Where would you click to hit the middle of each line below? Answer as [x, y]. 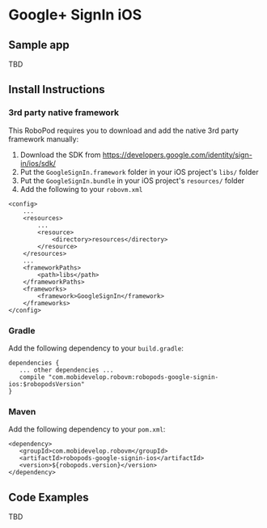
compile [32, 377]
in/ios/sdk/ [38, 163]
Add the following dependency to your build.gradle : [96, 348]
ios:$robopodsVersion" [47, 384]
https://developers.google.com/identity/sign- [177, 155]
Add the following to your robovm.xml [81, 189]
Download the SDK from [60, 155]
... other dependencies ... [66, 370]
